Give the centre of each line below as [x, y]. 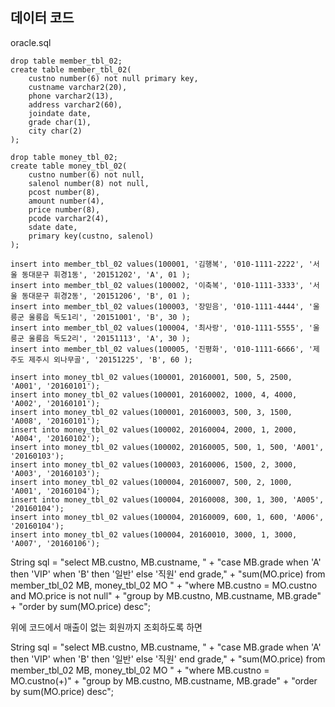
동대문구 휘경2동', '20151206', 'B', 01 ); [106, 296]
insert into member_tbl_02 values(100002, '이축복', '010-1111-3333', [157, 285]
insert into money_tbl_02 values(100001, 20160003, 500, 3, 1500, [151, 412]
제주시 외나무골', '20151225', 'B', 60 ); [110, 359]
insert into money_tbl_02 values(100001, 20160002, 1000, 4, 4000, [154, 394]
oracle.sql [31, 42]
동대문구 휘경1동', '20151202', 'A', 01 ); [106, 274]
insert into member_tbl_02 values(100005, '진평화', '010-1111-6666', [157, 349]
